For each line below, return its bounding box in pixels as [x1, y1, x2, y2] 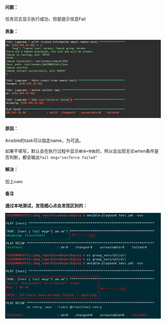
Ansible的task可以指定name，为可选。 [5, 137, 83, 143]
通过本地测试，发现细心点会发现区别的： [5, 203, 87, 209]
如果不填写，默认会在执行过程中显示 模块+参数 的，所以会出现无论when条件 [5, 148, 155, 154]
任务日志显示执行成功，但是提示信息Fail [5, 16, 86, 22]
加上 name [5, 178, 23, 184]
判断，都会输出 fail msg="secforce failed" [9, 154, 98, 160]
